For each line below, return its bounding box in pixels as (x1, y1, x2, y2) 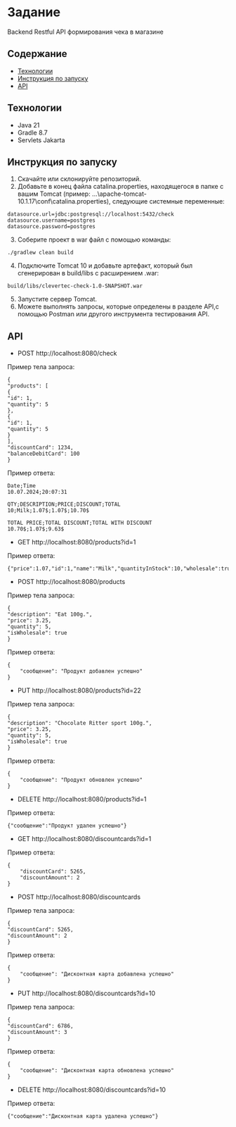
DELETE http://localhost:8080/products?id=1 (17, 795, 147, 804)
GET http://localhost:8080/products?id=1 (17, 538, 136, 547)
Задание (7, 4, 61, 20)
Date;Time (7, 482, 37, 490)
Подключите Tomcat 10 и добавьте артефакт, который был (17, 261, 193, 270)
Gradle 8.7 (17, 128, 48, 137)
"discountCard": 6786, (7, 1023, 74, 1030)
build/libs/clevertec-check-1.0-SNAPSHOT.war (7, 282, 143, 289)
